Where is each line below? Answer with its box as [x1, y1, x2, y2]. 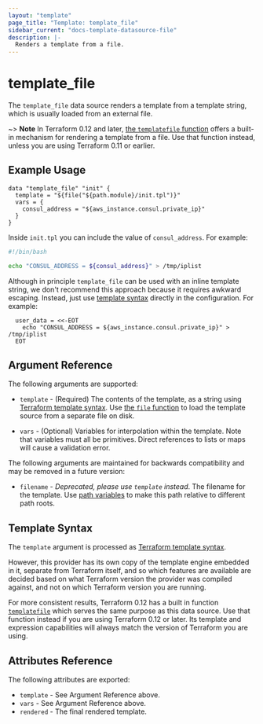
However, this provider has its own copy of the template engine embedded [8, 557, 250, 567]
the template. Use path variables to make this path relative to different [19, 491, 246, 500]
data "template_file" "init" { [8, 184, 111, 193]
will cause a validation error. [19, 443, 111, 453]
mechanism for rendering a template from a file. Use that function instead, [15, 133, 256, 142]
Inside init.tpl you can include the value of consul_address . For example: [8, 233, 249, 242]
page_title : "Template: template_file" [8, 19, 139, 27]
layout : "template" [8, 11, 72, 20]
